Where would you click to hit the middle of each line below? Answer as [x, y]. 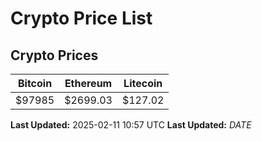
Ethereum [88, 83]
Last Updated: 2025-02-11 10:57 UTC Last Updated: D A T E [131, 125]
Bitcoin [35, 83]
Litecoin [143, 83]
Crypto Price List [81, 18]
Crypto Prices [54, 55]
